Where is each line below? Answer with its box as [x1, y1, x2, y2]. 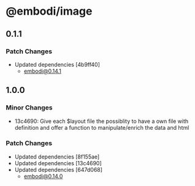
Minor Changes [6, 103, 53, 112]
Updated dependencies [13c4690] [14, 159, 102, 166]
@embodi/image [6, 4, 93, 18]
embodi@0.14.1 [23, 67, 62, 75]
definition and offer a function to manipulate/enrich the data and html [14, 124, 189, 131]
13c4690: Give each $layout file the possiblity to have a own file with [14, 117, 189, 125]
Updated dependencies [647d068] [14, 166, 102, 173]
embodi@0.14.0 [23, 173, 63, 180]
